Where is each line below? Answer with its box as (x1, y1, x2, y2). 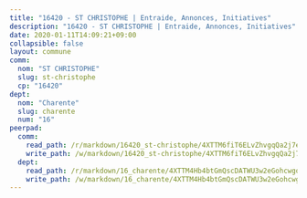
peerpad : (9, 124, 43, 133)
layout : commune (9, 47, 71, 57)
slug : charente (17, 107, 76, 116)
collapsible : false (9, 38, 84, 48)
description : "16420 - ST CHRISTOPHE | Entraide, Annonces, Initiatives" (9, 22, 297, 31)
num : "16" (17, 115, 55, 124)
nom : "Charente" (17, 98, 79, 108)
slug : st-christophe (17, 73, 96, 82)
